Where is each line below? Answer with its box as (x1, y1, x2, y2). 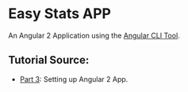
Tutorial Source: (8, 53, 90, 67)
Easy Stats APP (8, 5, 111, 23)
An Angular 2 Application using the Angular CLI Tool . (8, 31, 180, 40)
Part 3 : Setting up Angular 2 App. (19, 74, 129, 83)
